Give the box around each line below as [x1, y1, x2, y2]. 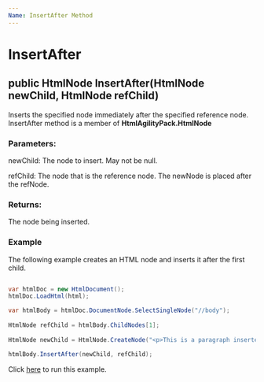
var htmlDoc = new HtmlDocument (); [8, 285, 125, 293]
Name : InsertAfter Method [8, 11, 93, 20]
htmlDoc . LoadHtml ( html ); [8, 292, 90, 300]
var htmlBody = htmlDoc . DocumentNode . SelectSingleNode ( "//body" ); [8, 306, 230, 315]
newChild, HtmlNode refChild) [8, 89, 159, 102]
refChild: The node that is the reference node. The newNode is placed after [8, 171, 252, 180]
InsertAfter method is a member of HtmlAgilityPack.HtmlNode [8, 118, 212, 128]
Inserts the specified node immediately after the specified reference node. [8, 109, 249, 119]
